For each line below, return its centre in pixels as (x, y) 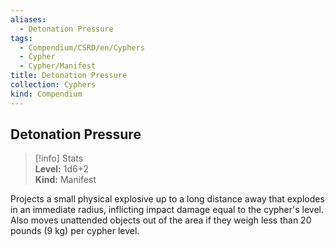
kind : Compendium (46, 94)
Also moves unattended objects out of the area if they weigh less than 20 (161, 220)
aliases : (28, 19)
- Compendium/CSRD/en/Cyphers (82, 47)
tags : (21, 38)
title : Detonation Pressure (69, 76)
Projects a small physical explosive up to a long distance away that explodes (167, 199)
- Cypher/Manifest (58, 66)
